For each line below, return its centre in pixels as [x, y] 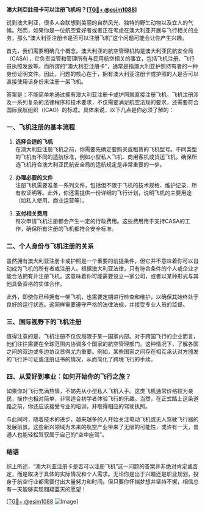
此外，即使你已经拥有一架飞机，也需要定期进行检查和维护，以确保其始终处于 [103, 297]
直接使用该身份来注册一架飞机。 [46, 81]
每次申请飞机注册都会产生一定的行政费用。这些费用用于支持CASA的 [100, 221]
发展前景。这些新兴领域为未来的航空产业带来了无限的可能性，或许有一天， [100, 427]
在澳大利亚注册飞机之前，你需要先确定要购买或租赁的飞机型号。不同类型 [106, 149]
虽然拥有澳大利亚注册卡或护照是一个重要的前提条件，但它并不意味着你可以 [100, 261]
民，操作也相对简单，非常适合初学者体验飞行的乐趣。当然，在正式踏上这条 [100, 399]
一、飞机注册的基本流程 [41, 127]
